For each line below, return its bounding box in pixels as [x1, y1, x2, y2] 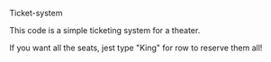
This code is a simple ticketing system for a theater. [9, 25, 201, 35]
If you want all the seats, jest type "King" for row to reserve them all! [9, 42, 263, 53]
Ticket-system [9, 8, 63, 18]
